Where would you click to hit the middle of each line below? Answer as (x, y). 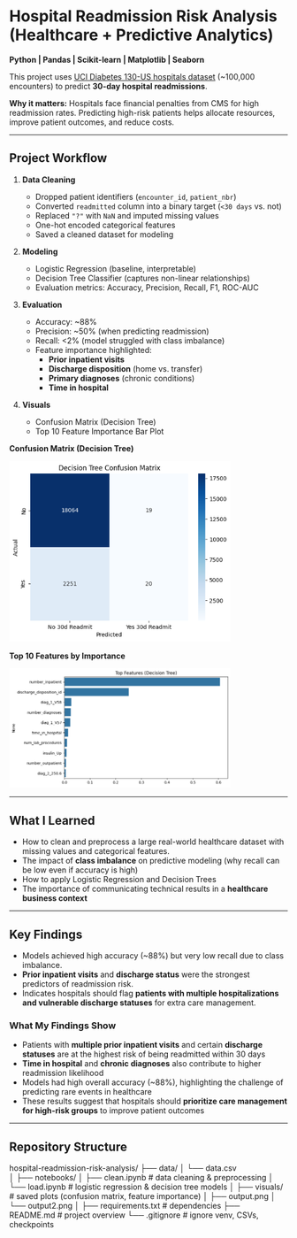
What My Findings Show (63, 1026)
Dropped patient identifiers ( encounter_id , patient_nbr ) (136, 196)
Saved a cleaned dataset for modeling (104, 234)
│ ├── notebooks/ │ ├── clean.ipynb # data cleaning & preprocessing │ (141, 1178)
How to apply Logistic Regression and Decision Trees (119, 880)
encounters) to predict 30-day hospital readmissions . (108, 86)
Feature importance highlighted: (93, 350)
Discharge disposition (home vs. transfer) (126, 368)
